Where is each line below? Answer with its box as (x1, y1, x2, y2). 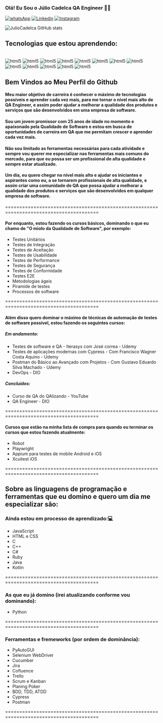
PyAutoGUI (12, 647, 35, 653)
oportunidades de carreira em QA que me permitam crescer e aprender (5, 129, 153, 135)
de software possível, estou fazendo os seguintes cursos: (5, 320, 125, 326)
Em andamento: (5, 331, 38, 337)
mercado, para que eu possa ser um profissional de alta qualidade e (5, 155, 146, 161)
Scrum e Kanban (12, 678, 47, 684)
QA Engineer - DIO (12, 398, 50, 404)
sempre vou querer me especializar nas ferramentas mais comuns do (5, 151, 149, 156)
